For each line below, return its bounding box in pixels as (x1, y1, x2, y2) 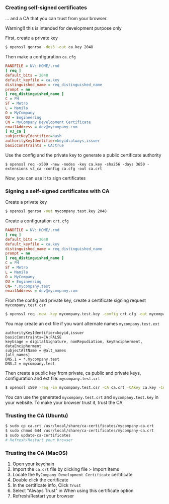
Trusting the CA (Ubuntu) (5, 412, 68, 419)
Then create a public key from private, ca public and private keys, (5, 370, 141, 376)
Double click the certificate (12, 477, 69, 483)
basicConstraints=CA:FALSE (5, 335, 62, 340)
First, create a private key (5, 35, 58, 41)
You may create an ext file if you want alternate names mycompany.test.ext (5, 321, 160, 327)
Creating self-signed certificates (5, 4, 87, 11)
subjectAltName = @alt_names (5, 348, 66, 353)
